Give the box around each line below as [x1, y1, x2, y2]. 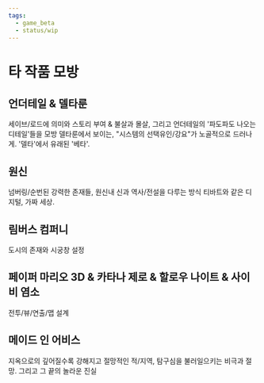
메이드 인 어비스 [8, 334, 81, 347]
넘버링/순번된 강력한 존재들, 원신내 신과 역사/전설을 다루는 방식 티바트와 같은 [8, 187, 244, 197]
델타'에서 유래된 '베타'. [21, 140, 90, 149]
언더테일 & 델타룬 [8, 97, 88, 110]
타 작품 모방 [8, 63, 79, 81]
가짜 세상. [25, 197, 55, 207]
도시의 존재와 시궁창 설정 [8, 245, 85, 255]
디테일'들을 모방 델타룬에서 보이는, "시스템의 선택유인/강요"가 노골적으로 [8, 129, 231, 139]
